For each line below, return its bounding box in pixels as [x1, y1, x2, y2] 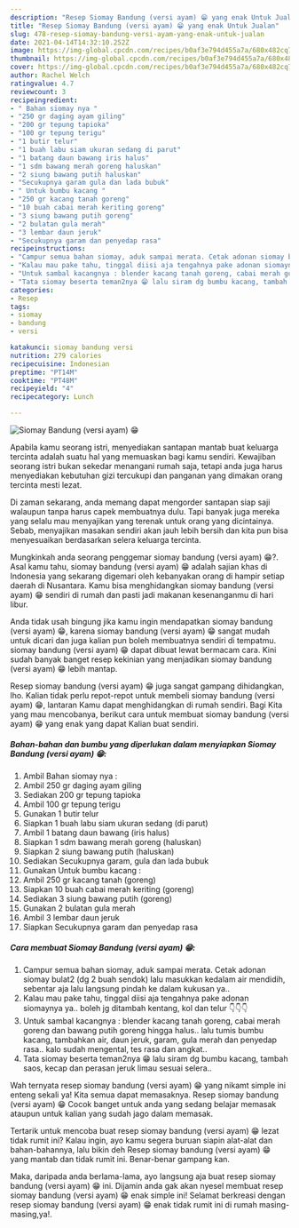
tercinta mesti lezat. [10, 480, 83, 490]
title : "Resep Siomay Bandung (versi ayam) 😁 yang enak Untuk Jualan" [10, 21, 279, 30]
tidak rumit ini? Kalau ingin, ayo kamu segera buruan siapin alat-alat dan [10, 1135, 273, 1145]
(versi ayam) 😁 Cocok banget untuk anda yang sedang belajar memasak [10, 1098, 277, 1109]
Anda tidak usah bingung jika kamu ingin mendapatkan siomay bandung [10, 617, 273, 626]
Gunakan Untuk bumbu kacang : [22, 865, 141, 875]
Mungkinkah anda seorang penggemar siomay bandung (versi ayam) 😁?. [10, 552, 279, 562]
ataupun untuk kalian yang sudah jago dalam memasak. [10, 1108, 214, 1119]
